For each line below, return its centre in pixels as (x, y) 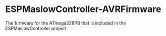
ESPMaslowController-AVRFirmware (83, 9)
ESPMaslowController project (36, 28)
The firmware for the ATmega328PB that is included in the (66, 23)
